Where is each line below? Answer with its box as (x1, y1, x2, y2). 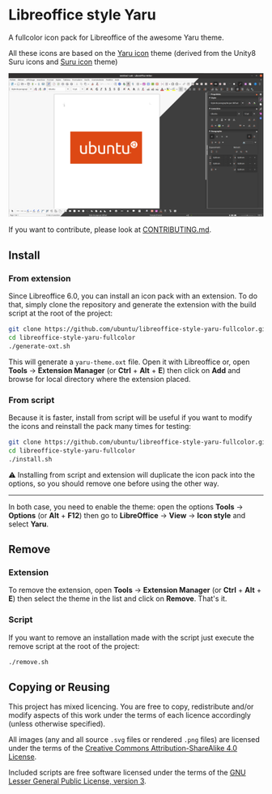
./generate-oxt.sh (8, 342, 70, 350)
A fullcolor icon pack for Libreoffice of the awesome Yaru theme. (8, 32, 224, 42)
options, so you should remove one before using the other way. (8, 479, 220, 488)
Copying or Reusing (8, 680, 111, 694)
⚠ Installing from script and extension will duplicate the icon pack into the (8, 470, 255, 479)
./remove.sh (8, 658, 49, 666)
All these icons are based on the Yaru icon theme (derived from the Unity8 (8, 48, 257, 58)
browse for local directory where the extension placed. (8, 374, 192, 384)
